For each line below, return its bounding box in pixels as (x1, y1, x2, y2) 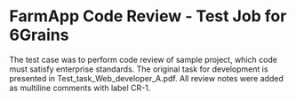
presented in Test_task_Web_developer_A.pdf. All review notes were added (9, 73, 284, 83)
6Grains (9, 25, 69, 45)
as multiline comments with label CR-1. (9, 82, 151, 93)
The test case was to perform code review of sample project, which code (9, 54, 278, 65)
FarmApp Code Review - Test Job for (9, 6, 287, 27)
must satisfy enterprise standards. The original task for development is (9, 64, 268, 74)
